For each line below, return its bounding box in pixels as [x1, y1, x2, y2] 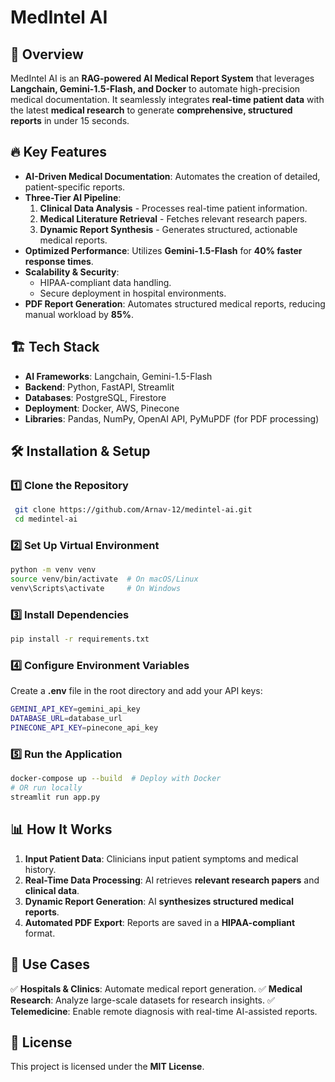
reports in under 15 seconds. [10, 115, 130, 126]
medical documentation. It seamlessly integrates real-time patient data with [10, 94, 325, 105]
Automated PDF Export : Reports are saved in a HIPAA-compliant [24, 916, 296, 928]
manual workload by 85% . [24, 308, 134, 320]
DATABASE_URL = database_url [10, 714, 123, 724]
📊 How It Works [10, 821, 113, 838]
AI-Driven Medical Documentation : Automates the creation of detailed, [24, 170, 321, 182]
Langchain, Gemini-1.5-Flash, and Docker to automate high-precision [10, 83, 301, 95]
